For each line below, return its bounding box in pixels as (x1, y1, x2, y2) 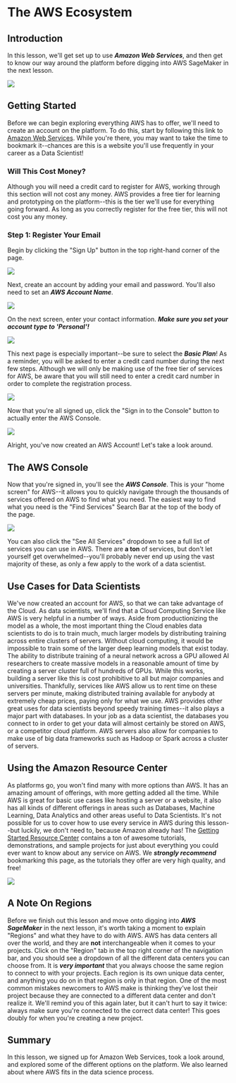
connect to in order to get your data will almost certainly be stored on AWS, (7, 719, 226, 728)
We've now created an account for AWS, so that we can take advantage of (7, 599, 224, 608)
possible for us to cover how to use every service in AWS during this (7, 818, 206, 827)
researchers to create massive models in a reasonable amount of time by (7, 659, 219, 668)
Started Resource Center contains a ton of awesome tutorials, (7, 833, 187, 842)
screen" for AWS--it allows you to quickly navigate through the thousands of (7, 488, 230, 496)
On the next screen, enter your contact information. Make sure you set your (7, 315, 229, 324)
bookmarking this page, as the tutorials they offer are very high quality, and (7, 856, 226, 865)
